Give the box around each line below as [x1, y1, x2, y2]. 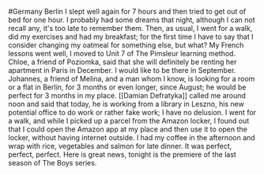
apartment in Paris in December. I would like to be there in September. [8, 66, 236, 74]
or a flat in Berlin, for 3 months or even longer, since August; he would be [8, 82, 247, 92]
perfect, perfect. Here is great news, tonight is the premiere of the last [8, 150, 237, 159]
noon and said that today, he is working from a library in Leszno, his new [8, 99, 245, 108]
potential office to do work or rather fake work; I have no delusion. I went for [8, 108, 257, 117]
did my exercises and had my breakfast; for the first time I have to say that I [8, 32, 254, 41]
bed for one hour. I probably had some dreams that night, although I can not [8, 15, 255, 25]
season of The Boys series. [8, 158, 97, 167]
